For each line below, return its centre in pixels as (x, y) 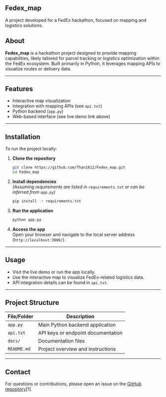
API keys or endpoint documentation (81, 333)
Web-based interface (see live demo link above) (61, 116)
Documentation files (62, 341)
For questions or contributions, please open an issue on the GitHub (73, 384)
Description (81, 317)
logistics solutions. (24, 25)
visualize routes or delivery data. (38, 68)
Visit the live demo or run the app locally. (54, 272)
